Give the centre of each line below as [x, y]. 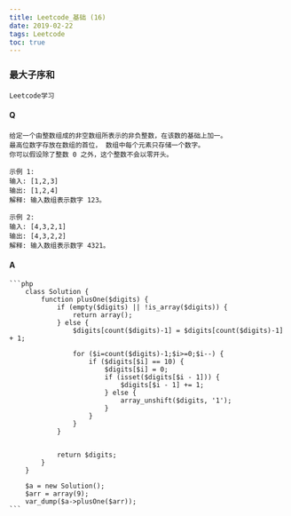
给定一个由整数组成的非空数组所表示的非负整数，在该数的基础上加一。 [118, 135]
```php [21, 284]
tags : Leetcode [37, 34]
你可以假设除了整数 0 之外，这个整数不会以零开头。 [91, 155]
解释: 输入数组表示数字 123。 [58, 200]
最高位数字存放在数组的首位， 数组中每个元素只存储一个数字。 [107, 145]
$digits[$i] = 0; [136, 369]
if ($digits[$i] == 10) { [136, 361]
